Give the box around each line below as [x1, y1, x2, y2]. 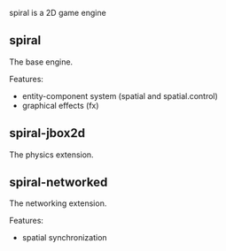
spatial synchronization [21, 232, 108, 243]
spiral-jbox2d [9, 125, 86, 141]
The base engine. [9, 57, 74, 67]
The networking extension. [9, 198, 107, 209]
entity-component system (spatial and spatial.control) [21, 90, 219, 101]
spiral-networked [9, 175, 108, 190]
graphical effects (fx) [21, 100, 99, 110]
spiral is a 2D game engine [9, 8, 106, 18]
